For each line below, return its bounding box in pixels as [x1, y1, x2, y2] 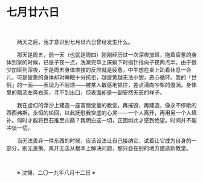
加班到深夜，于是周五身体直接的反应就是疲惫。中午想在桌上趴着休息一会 [11, 66, 192, 73]
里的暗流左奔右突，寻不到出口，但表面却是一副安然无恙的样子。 [6, 89, 165, 96]
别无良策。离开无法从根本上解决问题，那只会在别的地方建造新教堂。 [22, 144, 192, 151]
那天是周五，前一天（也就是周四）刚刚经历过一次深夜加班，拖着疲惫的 [17, 51, 192, 58]
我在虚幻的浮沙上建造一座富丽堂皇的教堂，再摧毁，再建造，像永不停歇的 [17, 101, 197, 108]
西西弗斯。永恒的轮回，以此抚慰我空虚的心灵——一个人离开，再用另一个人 [6, 109, 192, 116]
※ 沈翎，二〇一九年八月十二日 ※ [17, 169, 95, 176]
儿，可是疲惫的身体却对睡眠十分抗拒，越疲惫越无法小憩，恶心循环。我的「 [6, 74, 192, 81]
